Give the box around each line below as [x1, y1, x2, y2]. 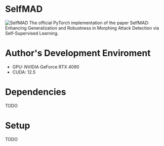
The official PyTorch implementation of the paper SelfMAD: [29, 20, 150, 26]
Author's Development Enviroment [5, 48, 151, 59]
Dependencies [5, 86, 66, 98]
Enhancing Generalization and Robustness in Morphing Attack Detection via [5, 25, 160, 31]
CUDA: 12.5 [12, 69, 36, 75]
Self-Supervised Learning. [5, 30, 59, 36]
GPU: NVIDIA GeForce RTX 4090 [12, 64, 80, 70]
